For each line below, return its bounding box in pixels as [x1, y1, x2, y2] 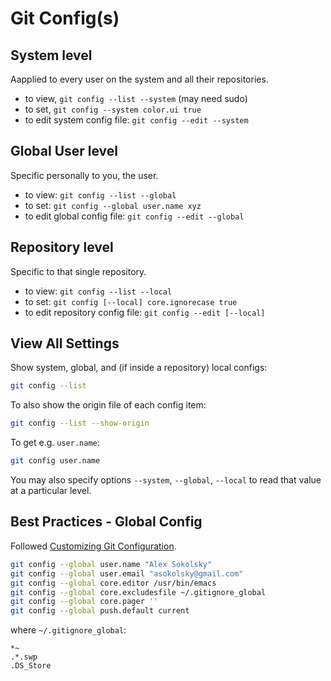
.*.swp [10, 652, 38, 662]
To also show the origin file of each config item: [10, 399, 207, 411]
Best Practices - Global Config [10, 513, 203, 531]
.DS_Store [10, 661, 52, 671]
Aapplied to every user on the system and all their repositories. [10, 73, 269, 85]
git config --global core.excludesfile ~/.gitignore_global [10, 587, 267, 597]
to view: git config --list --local [24, 285, 173, 297]
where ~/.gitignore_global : [10, 624, 127, 636]
